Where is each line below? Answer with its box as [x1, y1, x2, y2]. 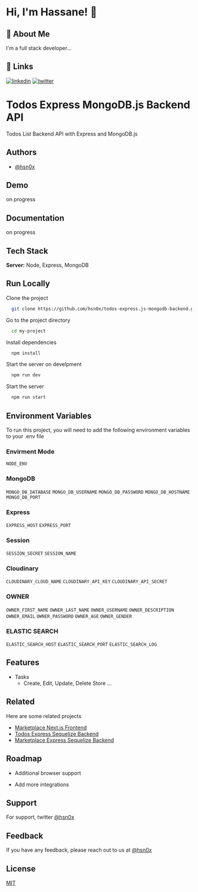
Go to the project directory [6, 316, 71, 324]
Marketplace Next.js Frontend [14, 724, 87, 731]
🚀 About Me [6, 29, 50, 39]
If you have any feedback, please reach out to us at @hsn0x [6, 846, 152, 854]
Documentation [6, 213, 65, 223]
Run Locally [6, 279, 50, 289]
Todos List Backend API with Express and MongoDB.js [6, 130, 138, 137]
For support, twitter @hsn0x [6, 813, 75, 821]
